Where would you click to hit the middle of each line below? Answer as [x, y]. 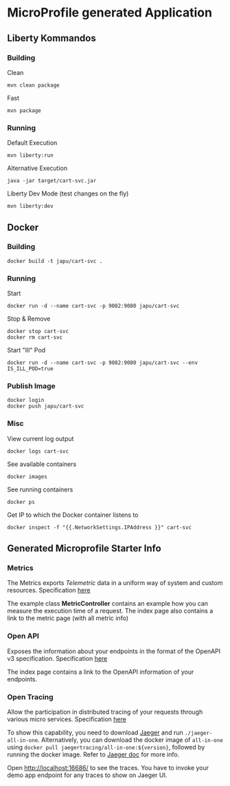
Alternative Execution [37, 168]
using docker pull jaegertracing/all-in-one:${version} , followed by [106, 747]
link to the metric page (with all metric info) [68, 618]
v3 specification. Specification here [57, 658]
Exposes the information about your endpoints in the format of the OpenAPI [114, 651]
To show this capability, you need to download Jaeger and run [95, 733]
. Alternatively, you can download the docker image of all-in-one [130, 740]
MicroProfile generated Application [110, 13]
